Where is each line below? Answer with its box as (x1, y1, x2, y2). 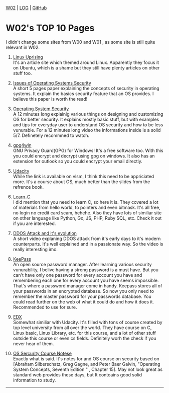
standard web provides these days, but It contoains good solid (13, 371, 142, 377)
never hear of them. (13, 340, 54, 347)
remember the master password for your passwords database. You (13, 293, 152, 299)
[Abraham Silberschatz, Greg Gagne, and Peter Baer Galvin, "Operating (13, 361, 160, 367)
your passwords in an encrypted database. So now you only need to (13, 288, 154, 294)
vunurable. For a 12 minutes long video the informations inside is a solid (13, 127, 161, 133)
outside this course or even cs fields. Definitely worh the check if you (13, 335, 156, 341)
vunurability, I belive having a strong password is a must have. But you (13, 267, 158, 273)
